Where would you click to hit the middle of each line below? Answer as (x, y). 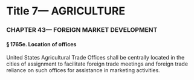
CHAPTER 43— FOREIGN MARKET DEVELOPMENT (82, 30)
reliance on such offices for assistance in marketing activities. (83, 70)
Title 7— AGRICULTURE (66, 11)
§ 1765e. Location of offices (41, 44)
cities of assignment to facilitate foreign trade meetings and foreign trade (97, 64)
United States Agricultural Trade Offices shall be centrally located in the (95, 58)
